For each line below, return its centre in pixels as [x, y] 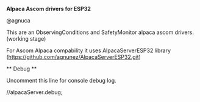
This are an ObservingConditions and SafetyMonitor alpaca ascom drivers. [100, 32]
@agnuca [18, 20]
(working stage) [26, 39]
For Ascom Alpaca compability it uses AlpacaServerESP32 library [89, 50]
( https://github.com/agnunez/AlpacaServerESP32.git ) [74, 57]
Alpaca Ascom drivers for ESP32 [49, 9]
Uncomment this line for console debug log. [62, 80]
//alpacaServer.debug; [34, 92]
